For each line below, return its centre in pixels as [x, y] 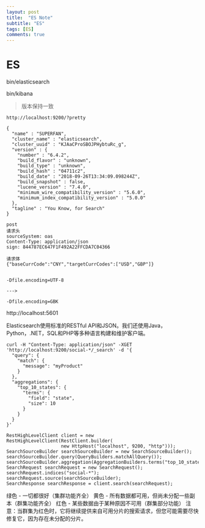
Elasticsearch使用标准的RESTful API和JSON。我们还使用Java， [86, 326]
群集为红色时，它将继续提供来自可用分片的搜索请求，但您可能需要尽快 [110, 511]
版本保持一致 [37, 106]
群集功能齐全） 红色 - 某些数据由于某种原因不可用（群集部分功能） [101, 504]
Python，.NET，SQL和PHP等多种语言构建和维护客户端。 [77, 333]
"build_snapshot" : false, [52, 182]
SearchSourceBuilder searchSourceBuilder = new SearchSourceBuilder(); [99, 452]
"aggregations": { [35, 382]
